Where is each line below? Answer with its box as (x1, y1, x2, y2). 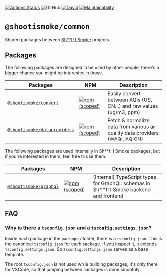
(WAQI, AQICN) (107, 135, 143, 142)
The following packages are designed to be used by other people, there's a (5, 64, 159, 70)
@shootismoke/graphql (7, 183, 59, 189)
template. (5, 252, 25, 258)
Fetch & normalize (107, 117, 150, 124)
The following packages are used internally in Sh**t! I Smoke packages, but (5, 148, 160, 154)
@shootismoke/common (5, 22, 90, 32)
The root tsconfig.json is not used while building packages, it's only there (5, 261, 158, 267)
